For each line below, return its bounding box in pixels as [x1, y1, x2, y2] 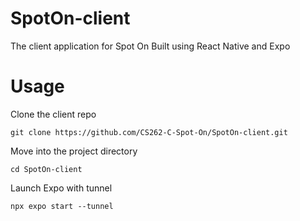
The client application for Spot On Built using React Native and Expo [10, 40, 291, 52]
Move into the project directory [10, 145, 138, 157]
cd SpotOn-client [10, 164, 83, 174]
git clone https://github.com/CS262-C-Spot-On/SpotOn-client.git [10, 127, 288, 137]
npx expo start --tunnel [10, 201, 114, 211]
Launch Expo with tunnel [10, 182, 113, 194]
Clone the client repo [10, 108, 97, 120]
